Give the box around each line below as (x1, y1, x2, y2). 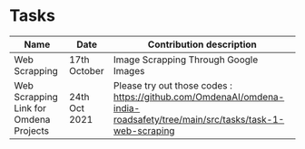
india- (113, 101, 141, 114)
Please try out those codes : (113, 79, 233, 91)
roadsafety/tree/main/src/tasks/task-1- (113, 113, 285, 126)
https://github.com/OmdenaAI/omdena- (113, 90, 285, 103)
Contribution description (147, 38, 257, 51)
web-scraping (113, 124, 175, 136)
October (69, 64, 104, 77)
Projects (14, 124, 50, 136)
